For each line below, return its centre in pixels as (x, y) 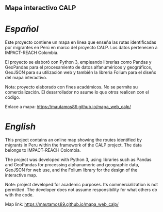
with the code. (19, 195)
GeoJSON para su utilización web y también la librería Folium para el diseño (81, 72)
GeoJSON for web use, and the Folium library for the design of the (71, 170)
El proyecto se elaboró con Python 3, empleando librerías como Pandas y (78, 62)
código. (13, 97)
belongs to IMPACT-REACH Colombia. (43, 150)
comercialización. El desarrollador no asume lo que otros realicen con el (77, 92)
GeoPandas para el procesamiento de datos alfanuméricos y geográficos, (79, 67)
